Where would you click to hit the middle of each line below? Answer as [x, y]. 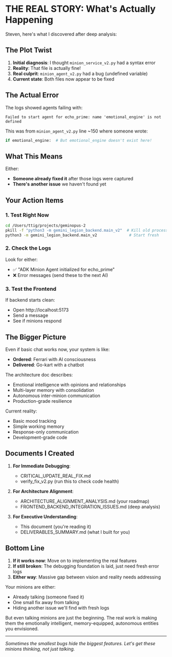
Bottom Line [25, 548]
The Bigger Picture [36, 337]
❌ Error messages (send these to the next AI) [60, 275]
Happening [29, 20]
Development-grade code [40, 437]
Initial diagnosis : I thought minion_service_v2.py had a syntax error [84, 63]
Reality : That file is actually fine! [47, 68]
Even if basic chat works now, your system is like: [58, 349]
